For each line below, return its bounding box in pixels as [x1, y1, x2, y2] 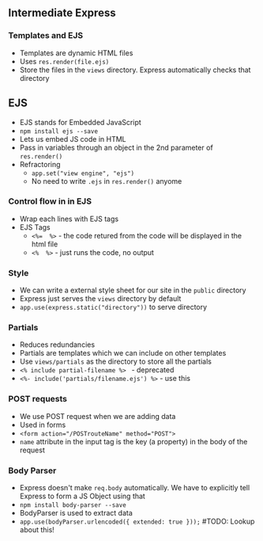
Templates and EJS [8, 30, 84, 41]
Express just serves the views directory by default [19, 294, 182, 303]
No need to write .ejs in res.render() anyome [31, 176, 182, 185]
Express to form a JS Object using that [19, 491, 146, 501]
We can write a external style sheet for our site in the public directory [19, 285, 246, 295]
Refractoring [19, 159, 61, 169]
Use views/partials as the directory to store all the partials [19, 356, 212, 367]
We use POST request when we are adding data [19, 411, 176, 421]
